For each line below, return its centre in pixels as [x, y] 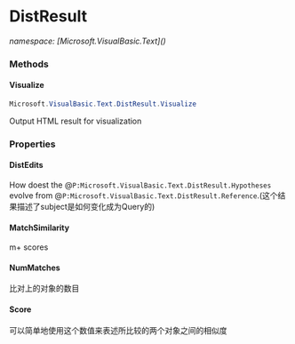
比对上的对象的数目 [44, 288]
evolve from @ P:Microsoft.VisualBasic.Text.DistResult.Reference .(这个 [144, 196]
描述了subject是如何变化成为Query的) [86, 207]
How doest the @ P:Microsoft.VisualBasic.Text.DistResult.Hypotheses [140, 185]
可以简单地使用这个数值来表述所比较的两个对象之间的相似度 [118, 330]
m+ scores [29, 247]
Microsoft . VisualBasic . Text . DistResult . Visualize [103, 104]
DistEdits [26, 165]
